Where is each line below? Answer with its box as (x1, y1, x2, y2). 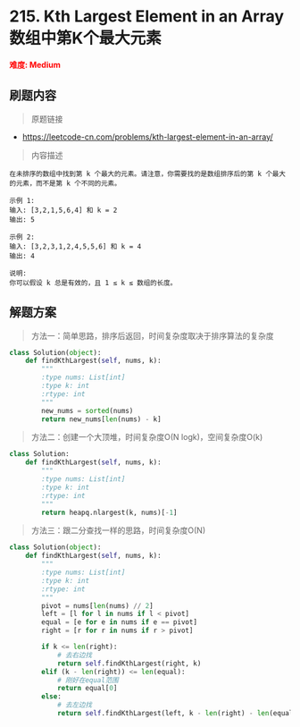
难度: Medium (9, 59, 61, 70)
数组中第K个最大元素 (9, 29, 162, 48)
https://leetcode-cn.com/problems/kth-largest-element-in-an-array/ (21, 131, 274, 142)
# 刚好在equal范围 (56, 675, 119, 685)
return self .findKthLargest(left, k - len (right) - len (56, 709, 270, 718)
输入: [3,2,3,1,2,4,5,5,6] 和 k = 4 (9, 241, 142, 251)
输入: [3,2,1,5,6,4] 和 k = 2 (9, 206, 118, 215)
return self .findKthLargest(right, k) (56, 659, 202, 668)
